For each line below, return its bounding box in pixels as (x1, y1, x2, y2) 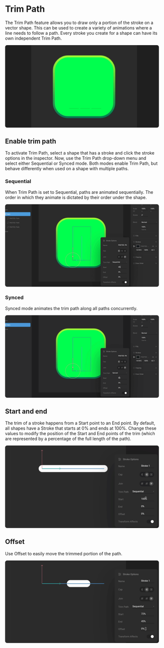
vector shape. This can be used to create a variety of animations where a (5, 25, 152, 30)
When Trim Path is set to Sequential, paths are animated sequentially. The (5, 189, 154, 195)
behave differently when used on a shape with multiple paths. (5, 166, 129, 172)
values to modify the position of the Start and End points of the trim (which (5, 431, 155, 437)
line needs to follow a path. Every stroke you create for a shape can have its (5, 30, 158, 36)
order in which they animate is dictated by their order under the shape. (5, 194, 147, 200)
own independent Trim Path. (5, 35, 62, 41)
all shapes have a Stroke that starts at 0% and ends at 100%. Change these (5, 425, 157, 431)
